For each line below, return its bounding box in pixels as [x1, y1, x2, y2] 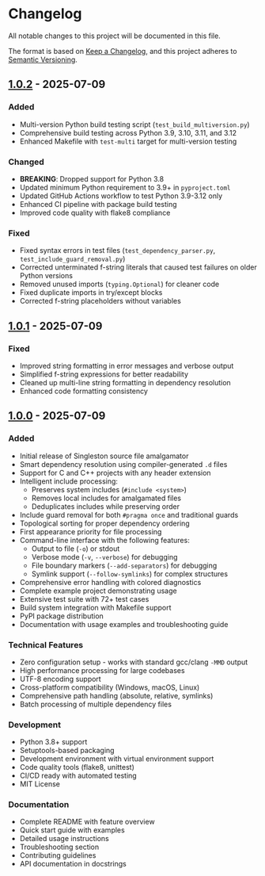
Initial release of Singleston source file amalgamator [19, 451, 189, 461]
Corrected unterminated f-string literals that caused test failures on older [19, 262, 257, 272]
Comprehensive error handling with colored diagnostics [19, 577, 202, 587]
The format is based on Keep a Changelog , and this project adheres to [8, 46, 237, 55]
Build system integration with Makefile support [19, 602, 172, 612]
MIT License [19, 779, 61, 789]
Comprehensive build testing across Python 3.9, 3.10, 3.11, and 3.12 [19, 128, 237, 137]
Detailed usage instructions [19, 834, 109, 843]
